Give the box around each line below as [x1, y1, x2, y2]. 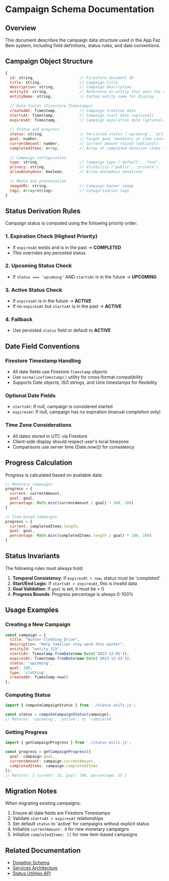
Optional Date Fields [5, 392, 56, 399]
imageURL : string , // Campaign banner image [10, 183, 134, 188]
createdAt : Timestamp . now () [10, 675, 69, 680]
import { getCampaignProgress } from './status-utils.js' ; [5, 740, 132, 745]
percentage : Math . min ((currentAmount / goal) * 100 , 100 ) [10, 501, 134, 506]
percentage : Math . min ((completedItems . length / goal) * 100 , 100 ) [10, 533, 152, 538]
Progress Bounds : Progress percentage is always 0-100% [12, 591, 134, 597]
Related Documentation [5, 846, 81, 855]
